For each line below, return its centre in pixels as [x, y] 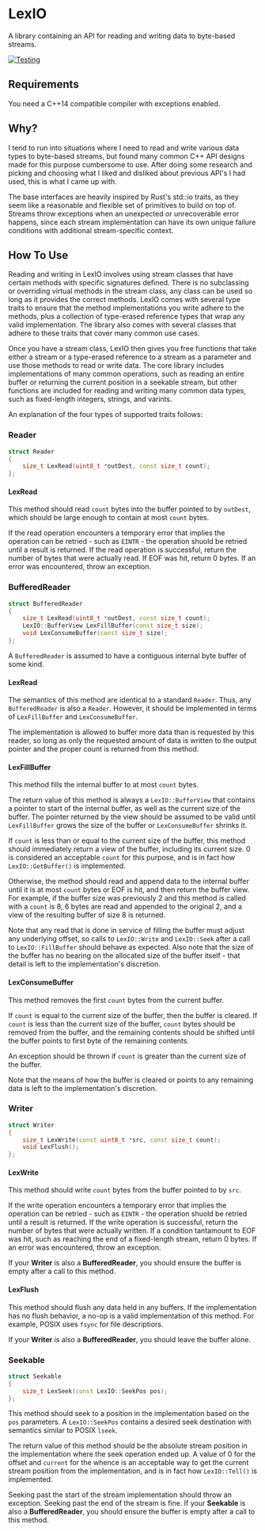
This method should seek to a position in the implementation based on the [129, 1414]
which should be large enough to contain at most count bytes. [109, 518]
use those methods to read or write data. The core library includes [116, 366]
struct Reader [32, 452]
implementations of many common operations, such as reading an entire [126, 374]
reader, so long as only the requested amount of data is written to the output [132, 741]
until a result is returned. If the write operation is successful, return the [123, 1223]
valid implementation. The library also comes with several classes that [122, 325]
